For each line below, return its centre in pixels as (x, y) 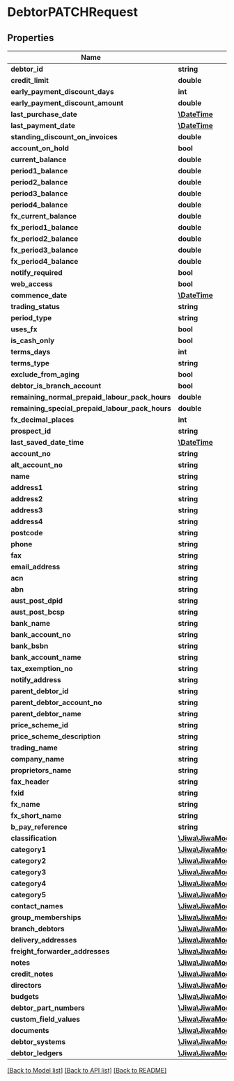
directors (26, 985)
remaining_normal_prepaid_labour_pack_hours (91, 397)
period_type (31, 318)
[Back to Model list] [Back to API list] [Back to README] (87, 1070)
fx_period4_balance (45, 261)
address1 (27, 488)
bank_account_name (46, 657)
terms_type (30, 363)
